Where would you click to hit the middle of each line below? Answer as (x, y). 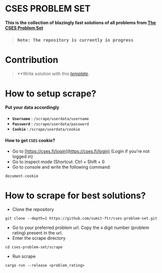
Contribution (32, 60)
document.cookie (22, 176)
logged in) (23, 157)
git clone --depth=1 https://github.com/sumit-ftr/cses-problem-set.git (81, 219)
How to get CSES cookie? (30, 140)
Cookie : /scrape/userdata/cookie (46, 129)
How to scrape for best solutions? (76, 196)
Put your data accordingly (32, 107)
